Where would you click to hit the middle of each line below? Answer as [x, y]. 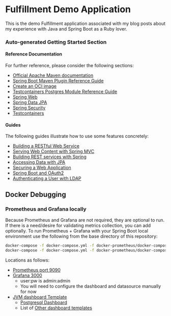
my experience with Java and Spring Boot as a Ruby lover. [66, 28]
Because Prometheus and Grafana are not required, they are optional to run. [85, 220]
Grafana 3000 [27, 275]
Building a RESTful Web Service [46, 146]
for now [28, 292]
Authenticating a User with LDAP [47, 179]
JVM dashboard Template [40, 297]
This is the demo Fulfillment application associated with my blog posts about [85, 23]
